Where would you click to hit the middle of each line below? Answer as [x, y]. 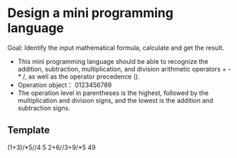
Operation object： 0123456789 [65, 85]
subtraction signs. [44, 108]
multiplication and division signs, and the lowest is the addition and [115, 100]
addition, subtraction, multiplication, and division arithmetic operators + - [124, 69]
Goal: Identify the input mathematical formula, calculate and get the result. [116, 47]
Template [29, 130]
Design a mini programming [90, 13]
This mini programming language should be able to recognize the [113, 61]
